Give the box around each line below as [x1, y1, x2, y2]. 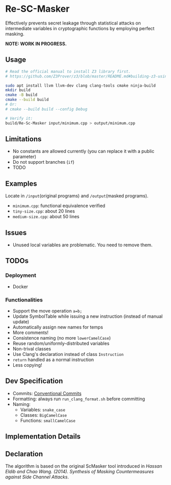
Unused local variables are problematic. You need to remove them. [12, 242, 153, 248]
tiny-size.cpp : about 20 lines [12, 208, 75, 214]
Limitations [5, 135, 42, 143]
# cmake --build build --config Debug [5, 107, 88, 112]
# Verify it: [5, 116, 33, 121]
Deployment [5, 272, 37, 279]
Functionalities [5, 296, 43, 303]
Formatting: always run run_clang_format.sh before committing [12, 396, 145, 402]
